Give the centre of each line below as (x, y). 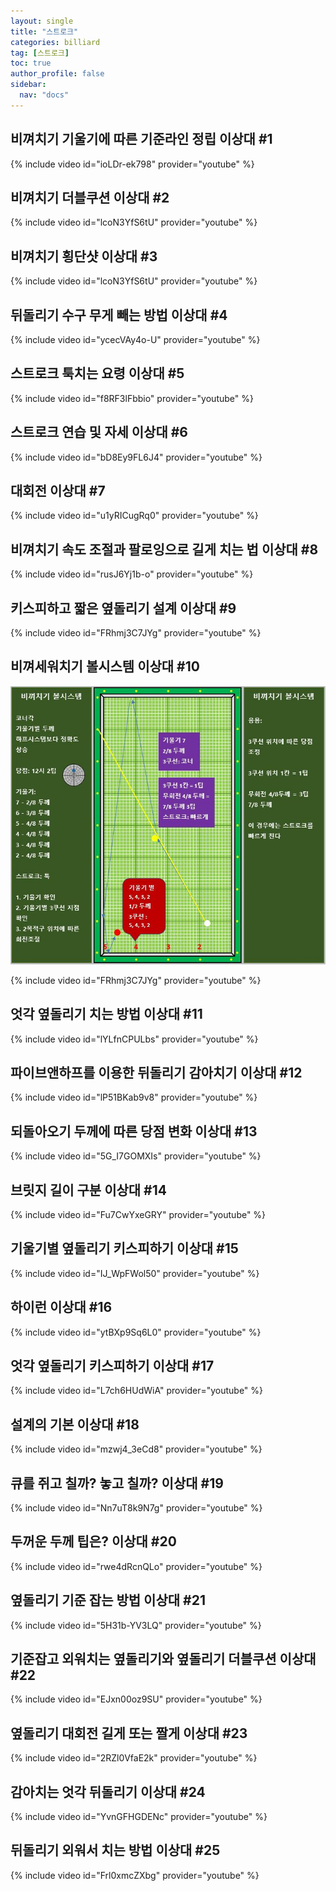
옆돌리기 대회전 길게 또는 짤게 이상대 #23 (129, 1733)
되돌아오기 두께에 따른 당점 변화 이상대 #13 (134, 1131)
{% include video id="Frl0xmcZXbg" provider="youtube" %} (135, 1875)
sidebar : (28, 85)
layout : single (42, 21)
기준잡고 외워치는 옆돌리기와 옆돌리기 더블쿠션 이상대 (163, 1659)
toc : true (31, 63)
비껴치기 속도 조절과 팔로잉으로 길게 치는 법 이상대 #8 (164, 549)
